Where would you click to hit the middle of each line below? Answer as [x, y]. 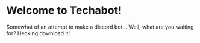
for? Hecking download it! [38, 33]
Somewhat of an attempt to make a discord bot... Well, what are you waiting [100, 27]
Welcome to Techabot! [64, 10]
